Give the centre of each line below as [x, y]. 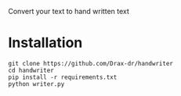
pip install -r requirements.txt [63, 77]
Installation [45, 43]
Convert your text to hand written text [69, 11]
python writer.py [36, 84]
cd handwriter [31, 70]
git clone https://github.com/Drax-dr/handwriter [91, 63]
